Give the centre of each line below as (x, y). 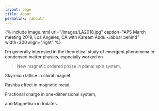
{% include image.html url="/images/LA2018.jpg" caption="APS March (76, 32)
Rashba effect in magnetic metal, (38, 85)
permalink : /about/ (25, 18)
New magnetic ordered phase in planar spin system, (69, 66)
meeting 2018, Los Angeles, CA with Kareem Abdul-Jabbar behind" (72, 37)
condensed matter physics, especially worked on (54, 57)
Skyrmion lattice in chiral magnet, (38, 76)
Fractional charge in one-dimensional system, (51, 94)
